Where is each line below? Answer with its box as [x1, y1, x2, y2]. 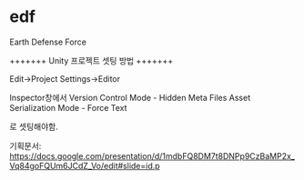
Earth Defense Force [9, 36, 86, 47]
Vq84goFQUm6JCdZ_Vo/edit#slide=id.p [9, 160, 161, 171]
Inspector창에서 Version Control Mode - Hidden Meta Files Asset [9, 92, 251, 103]
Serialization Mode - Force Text [9, 102, 127, 113]
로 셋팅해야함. [9, 121, 59, 132]
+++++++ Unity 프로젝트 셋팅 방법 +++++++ [9, 55, 174, 65]
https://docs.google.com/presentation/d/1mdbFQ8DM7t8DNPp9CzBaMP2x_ [9, 150, 296, 161]
